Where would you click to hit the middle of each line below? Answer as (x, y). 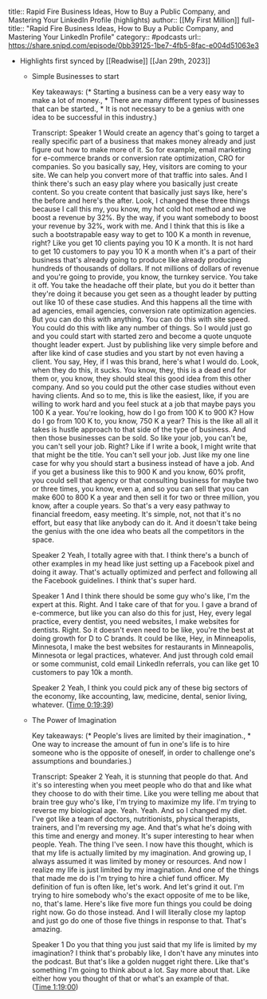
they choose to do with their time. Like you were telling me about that (145, 794)
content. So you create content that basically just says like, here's (139, 192)
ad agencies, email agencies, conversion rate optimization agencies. (144, 311)
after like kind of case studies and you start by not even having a (138, 353)
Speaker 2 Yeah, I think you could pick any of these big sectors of (140, 688)
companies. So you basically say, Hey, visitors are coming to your (139, 166)
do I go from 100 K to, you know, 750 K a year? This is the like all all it (145, 421)
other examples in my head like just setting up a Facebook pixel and (143, 563)
